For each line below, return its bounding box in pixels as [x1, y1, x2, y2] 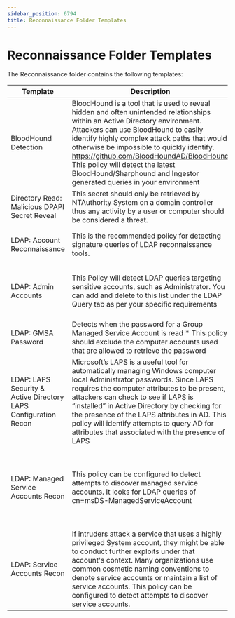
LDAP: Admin [10, 282, 55, 292]
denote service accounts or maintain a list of [71, 573, 218, 583]
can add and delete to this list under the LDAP [71, 290, 222, 300]
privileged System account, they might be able [71, 538, 225, 548]
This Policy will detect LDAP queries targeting [71, 273, 222, 283]
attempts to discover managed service [71, 478, 198, 488]
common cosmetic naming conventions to [71, 564, 210, 574]
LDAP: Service [10, 560, 58, 570]
